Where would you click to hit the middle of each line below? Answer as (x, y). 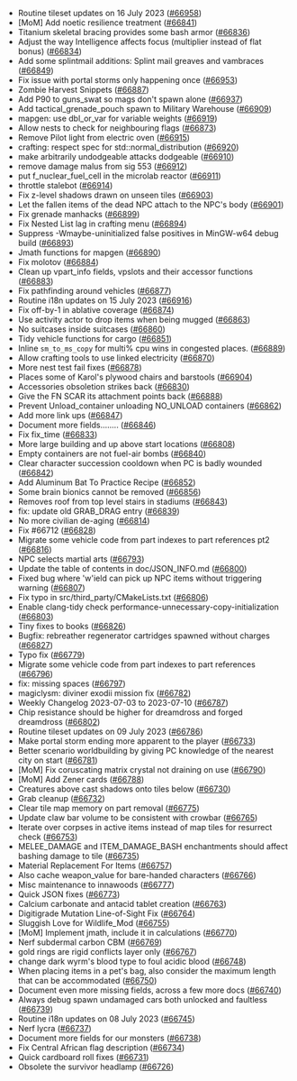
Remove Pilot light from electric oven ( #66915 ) (104, 137)
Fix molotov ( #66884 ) (58, 262)
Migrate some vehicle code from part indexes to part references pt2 (144, 540)
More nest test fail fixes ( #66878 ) (80, 367)
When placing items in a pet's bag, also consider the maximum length (147, 971)
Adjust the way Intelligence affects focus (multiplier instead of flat (140, 41)
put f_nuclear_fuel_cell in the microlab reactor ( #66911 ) (120, 176)
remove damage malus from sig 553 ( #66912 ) (103, 166)
